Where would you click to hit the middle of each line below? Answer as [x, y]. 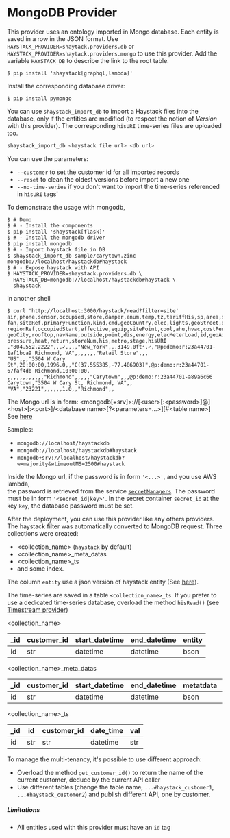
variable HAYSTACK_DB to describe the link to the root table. [88, 60]
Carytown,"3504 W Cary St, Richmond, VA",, [70, 383]
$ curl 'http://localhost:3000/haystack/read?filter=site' [93, 311]
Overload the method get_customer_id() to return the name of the [110, 772]
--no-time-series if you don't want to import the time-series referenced [118, 186]
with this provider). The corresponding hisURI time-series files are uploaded [115, 125]
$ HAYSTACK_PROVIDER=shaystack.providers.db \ [75, 273]
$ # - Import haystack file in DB [56, 249]
